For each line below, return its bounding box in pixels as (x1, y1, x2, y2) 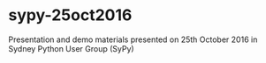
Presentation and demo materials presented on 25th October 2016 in (8, 34, 258, 45)
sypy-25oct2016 (8, 5, 133, 25)
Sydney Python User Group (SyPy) (8, 43, 134, 53)
